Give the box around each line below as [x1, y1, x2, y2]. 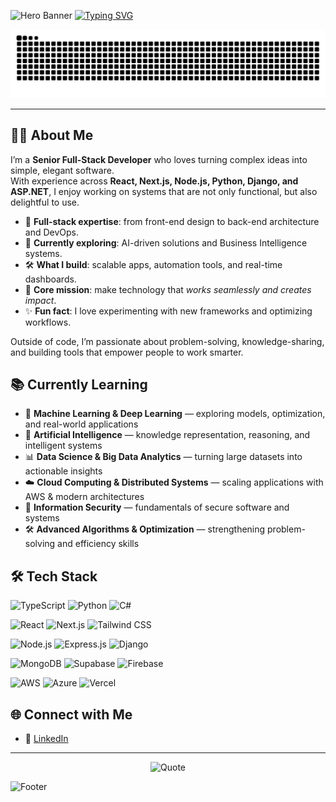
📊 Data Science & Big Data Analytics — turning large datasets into [24, 451, 303, 463]
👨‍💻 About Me [10, 127, 94, 144]
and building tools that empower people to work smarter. [10, 346, 244, 358]
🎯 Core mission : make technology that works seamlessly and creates [24, 283, 312, 295]
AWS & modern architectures [24, 491, 145, 503]
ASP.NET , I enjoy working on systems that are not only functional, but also [10, 185, 318, 197]
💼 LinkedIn [24, 733, 69, 744]
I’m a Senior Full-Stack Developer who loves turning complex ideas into [10, 153, 308, 165]
